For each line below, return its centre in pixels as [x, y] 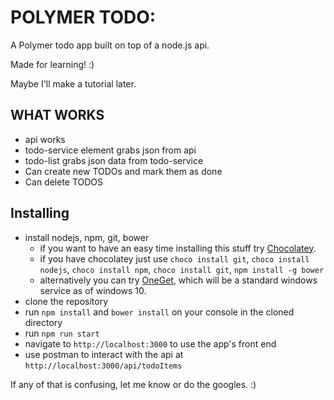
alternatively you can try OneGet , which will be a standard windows [178, 280]
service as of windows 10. [93, 290]
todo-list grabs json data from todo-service [114, 160]
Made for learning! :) [52, 64]
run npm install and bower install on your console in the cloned [159, 312]
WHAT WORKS [57, 115]
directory [43, 322]
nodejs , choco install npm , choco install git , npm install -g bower [182, 269]
